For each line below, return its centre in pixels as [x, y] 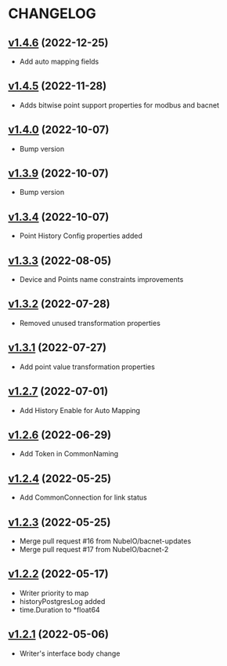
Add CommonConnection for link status [83, 498]
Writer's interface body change [70, 653]
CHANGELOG [52, 14]
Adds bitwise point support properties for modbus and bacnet [119, 105]
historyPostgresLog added [62, 601]
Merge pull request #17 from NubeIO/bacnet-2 [94, 549]
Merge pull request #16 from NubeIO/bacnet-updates [105, 541]
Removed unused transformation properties [90, 323]
